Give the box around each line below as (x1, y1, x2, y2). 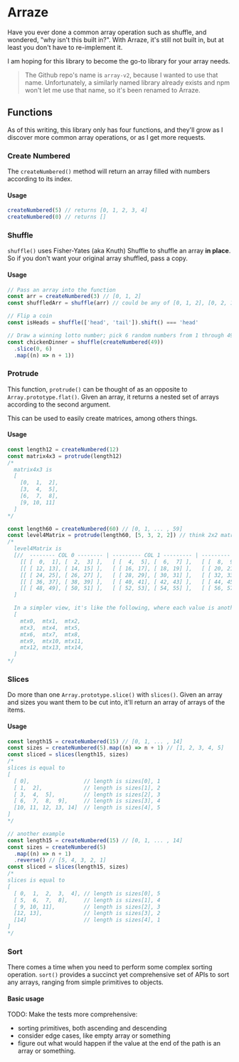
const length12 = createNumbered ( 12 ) (7, 446, 119, 453)
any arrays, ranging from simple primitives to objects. (7, 978, 164, 986)
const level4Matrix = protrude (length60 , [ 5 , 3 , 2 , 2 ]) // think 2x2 (7, 532, 218, 539)
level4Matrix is (14, 545, 62, 553)
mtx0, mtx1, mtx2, (20, 618, 81, 625)
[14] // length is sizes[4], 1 (14, 917, 161, 924)
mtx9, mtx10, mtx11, (20, 638, 84, 645)
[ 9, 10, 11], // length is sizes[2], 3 (14, 903, 161, 910)
